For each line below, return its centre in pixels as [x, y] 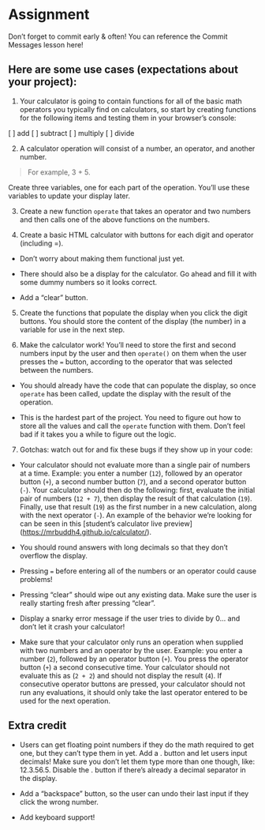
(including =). [41, 243]
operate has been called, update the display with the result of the [125, 393]
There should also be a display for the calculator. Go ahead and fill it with [138, 273]
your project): [43, 82]
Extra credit [37, 725]
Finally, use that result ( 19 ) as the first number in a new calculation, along [138, 506]
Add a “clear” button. [54, 297]
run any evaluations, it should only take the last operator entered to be [134, 692]
